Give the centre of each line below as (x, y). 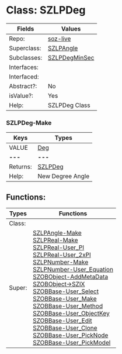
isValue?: (21, 95)
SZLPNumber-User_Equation (73, 270)
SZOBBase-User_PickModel (72, 343)
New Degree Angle (63, 176)
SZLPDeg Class (69, 105)
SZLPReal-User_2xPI (62, 255)
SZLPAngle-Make (57, 233)
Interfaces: (24, 67)
